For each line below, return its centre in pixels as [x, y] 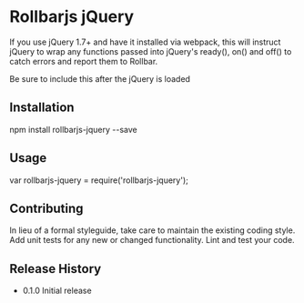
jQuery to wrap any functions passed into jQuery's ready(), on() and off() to [151, 51]
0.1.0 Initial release [57, 291]
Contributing [46, 208]
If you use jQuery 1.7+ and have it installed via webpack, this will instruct [145, 42]
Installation [42, 108]
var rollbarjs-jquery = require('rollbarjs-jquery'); [99, 180]
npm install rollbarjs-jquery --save [74, 129]
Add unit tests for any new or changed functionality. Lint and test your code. [152, 240]
